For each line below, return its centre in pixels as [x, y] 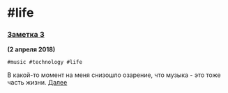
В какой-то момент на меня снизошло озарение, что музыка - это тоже [114, 75]
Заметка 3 [26, 35]
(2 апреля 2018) [31, 49]
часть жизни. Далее [37, 83]
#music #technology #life [45, 62]
